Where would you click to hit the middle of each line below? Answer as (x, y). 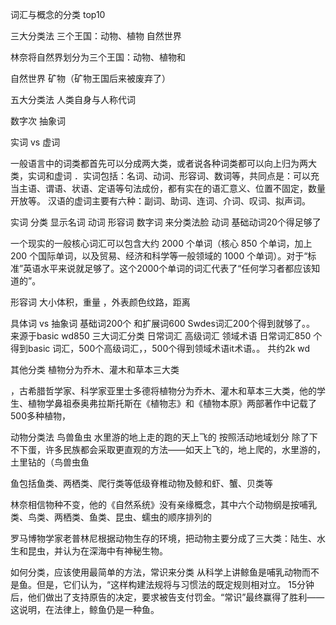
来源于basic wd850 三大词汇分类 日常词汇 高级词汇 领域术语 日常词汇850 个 (166, 336)
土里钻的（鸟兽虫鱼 (50, 462)
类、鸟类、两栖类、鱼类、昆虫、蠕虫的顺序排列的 (111, 517)
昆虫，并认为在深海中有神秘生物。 (97, 551)
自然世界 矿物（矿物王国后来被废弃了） (90, 78)
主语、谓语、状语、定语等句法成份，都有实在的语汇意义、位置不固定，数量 (172, 188)
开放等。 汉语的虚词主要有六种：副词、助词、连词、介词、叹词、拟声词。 (160, 201)
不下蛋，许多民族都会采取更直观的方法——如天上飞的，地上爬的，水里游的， (168, 449)
